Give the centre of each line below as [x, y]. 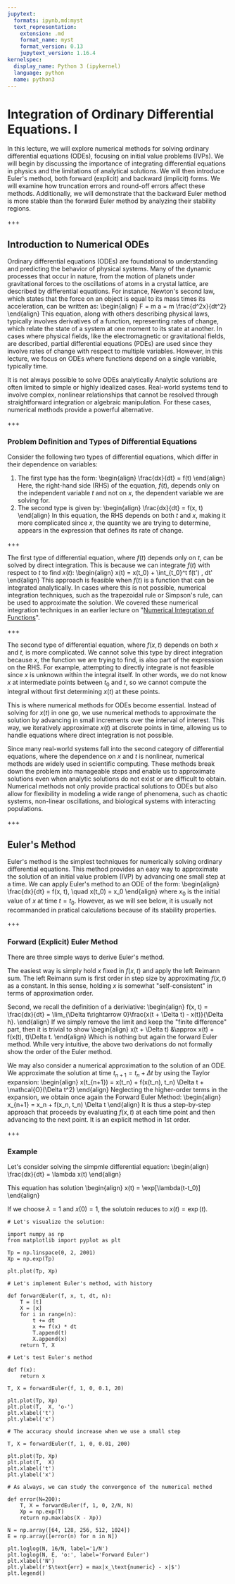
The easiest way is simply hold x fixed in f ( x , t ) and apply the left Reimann [114, 970]
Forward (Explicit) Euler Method [63, 941]
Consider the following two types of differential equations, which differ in [113, 457]
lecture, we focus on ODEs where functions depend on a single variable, [112, 359]
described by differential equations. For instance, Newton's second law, [111, 291]
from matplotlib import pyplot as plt [64, 1241]
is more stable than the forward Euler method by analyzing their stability [112, 201]
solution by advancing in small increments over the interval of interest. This [116, 720]
